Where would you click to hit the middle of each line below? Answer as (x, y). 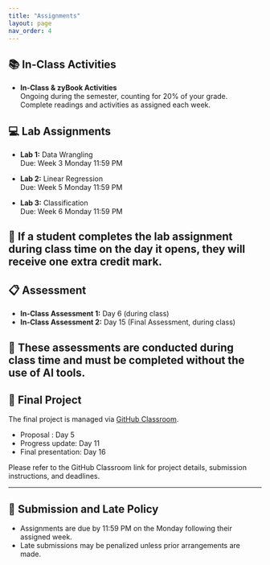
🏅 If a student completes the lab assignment (121, 237)
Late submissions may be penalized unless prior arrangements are (130, 546)
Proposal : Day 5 (47, 435)
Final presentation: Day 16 (63, 452)
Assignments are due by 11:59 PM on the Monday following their (126, 529)
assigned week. (46, 537)
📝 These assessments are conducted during (121, 347)
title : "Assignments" (45, 16)
